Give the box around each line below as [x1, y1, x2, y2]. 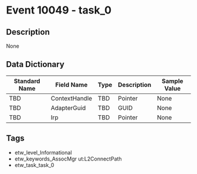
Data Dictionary [6, 59, 64, 69]
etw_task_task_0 [14, 161, 55, 168]
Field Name [55, 81, 88, 89]
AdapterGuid [50, 103, 86, 112]
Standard [13, 77, 40, 85]
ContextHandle [50, 94, 93, 102]
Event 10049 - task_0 [6, 4, 112, 17]
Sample [161, 77, 184, 85]
